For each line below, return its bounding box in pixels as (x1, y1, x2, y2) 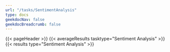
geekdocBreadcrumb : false (5, 21, 61, 27)
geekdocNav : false (5, 17, 45, 22)
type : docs (5, 12, 29, 17)
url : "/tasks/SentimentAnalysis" (5, 7, 77, 13)
